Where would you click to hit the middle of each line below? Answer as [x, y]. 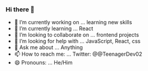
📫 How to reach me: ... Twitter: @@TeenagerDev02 [78, 54]
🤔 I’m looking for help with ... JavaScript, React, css [77, 41]
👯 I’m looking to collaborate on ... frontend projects [77, 35]
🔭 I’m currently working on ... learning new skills [73, 22]
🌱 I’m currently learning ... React [54, 28]
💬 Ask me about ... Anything [48, 47]
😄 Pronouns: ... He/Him [43, 63]
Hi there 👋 [20, 9]
